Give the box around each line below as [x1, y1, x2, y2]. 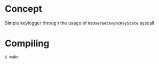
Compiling [5, 38, 50, 49]
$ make [5, 54, 19, 59]
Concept [5, 3, 42, 15]
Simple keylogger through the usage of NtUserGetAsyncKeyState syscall [5, 20, 154, 26]
